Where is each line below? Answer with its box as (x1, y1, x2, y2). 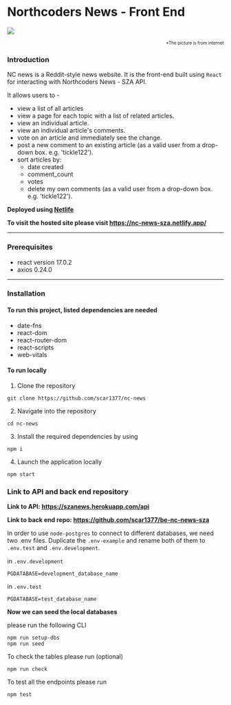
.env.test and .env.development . (7, 544, 100, 552)
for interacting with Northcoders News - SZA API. (7, 78, 147, 86)
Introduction (7, 54, 49, 64)
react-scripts (16, 343, 54, 351)
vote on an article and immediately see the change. (16, 133, 163, 142)
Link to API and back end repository (7, 486, 129, 496)
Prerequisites (7, 242, 53, 252)
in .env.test (7, 583, 43, 591)
